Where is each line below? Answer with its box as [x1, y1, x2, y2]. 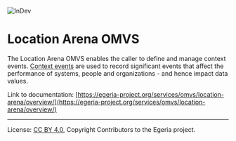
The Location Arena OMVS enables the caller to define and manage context [7, 54, 226, 62]
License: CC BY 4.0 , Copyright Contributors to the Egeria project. [7, 125, 196, 133]
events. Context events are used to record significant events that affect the [7, 62, 224, 70]
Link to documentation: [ [7, 90, 79, 98]
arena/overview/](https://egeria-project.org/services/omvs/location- [7, 98, 206, 106]
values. [7, 76, 28, 85]
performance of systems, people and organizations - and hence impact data [7, 69, 228, 77]
